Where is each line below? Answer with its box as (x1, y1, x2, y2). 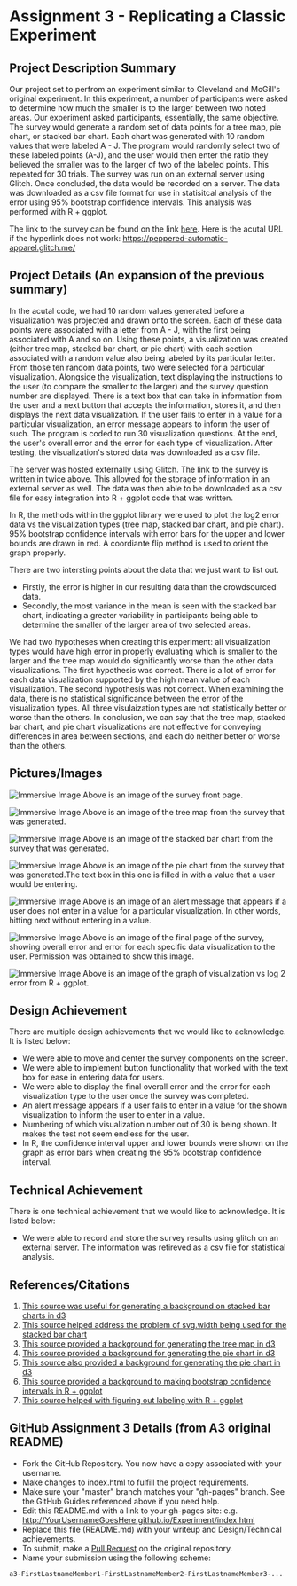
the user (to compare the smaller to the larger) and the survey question (9, 381, 269, 391)
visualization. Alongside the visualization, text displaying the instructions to (9, 371, 283, 382)
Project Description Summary (9, 60, 176, 75)
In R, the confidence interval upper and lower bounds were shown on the (21, 1138, 289, 1149)
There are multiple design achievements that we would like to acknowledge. (9, 1026, 286, 1037)
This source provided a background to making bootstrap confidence (21, 1377, 272, 1387)
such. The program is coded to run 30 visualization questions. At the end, (9, 428, 277, 438)
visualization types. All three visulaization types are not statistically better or (9, 703, 287, 713)
